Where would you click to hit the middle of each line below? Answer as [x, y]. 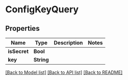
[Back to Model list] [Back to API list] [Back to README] [64, 72]
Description [68, 43]
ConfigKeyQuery [42, 9]
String [41, 60]
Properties [23, 28]
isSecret [18, 51]
